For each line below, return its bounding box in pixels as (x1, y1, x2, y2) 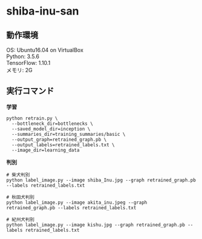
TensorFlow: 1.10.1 (6, 59, 51, 66)
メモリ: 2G (6, 67, 33, 73)
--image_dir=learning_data (11, 147, 80, 153)
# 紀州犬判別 (6, 217, 34, 223)
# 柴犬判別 (6, 172, 30, 178)
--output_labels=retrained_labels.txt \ (11, 141, 115, 148)
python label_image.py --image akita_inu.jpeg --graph (6, 199, 148, 206)
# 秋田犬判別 (6, 194, 34, 200)
